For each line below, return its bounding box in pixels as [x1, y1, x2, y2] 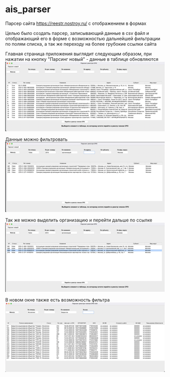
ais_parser [5, 4, 51, 15]
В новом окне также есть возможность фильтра [5, 297, 110, 303]
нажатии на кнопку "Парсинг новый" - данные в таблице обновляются [5, 56, 158, 62]
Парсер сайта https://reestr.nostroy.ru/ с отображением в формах [5, 20, 147, 26]
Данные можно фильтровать [5, 136, 68, 142]
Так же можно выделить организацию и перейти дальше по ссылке [5, 217, 153, 223]
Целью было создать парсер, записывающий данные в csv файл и [5, 30, 149, 36]
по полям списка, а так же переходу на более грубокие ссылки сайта [5, 41, 157, 47]
